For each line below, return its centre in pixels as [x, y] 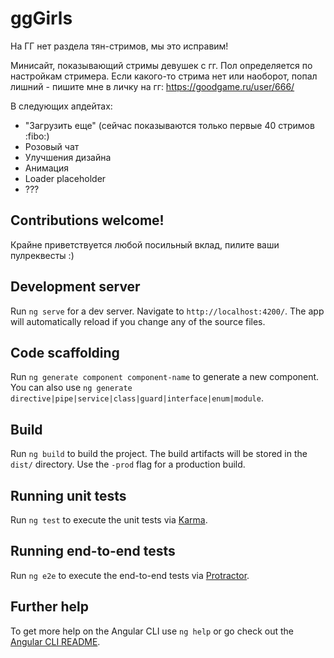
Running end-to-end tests [93, 551]
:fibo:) [37, 136]
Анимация [47, 168]
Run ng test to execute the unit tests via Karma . [109, 520]
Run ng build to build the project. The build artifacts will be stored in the [159, 454]
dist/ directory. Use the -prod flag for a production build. [128, 464]
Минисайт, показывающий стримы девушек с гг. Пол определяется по [161, 65]
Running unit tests [68, 495]
